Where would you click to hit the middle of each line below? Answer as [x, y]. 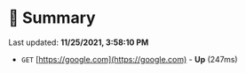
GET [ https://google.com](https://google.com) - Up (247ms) [129, 59]
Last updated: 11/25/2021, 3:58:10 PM [79, 42]
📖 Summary [52, 18]
